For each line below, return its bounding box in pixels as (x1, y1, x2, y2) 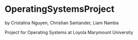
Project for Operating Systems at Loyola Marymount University (4, 29, 134, 35)
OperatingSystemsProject (4, 3, 115, 15)
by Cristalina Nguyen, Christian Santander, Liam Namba (4, 20, 119, 26)
